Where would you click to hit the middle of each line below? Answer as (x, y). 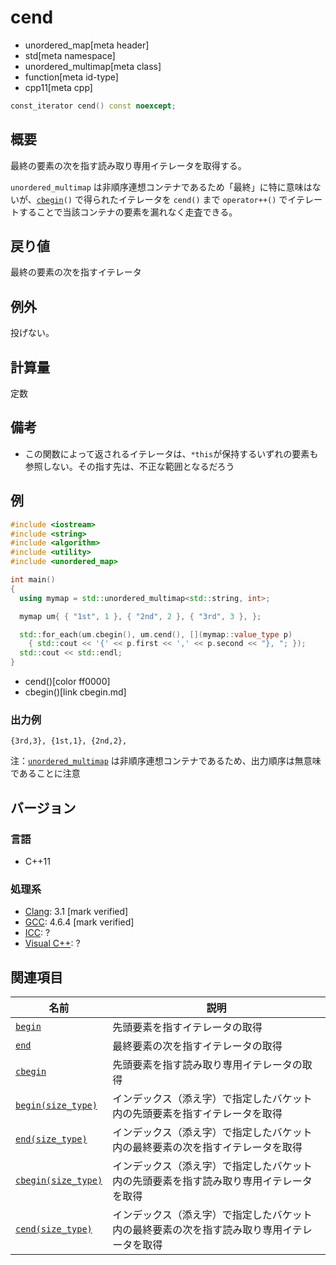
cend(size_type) (54, 1229)
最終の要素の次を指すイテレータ (76, 272)
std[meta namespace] (70, 55)
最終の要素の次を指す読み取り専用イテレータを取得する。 (128, 165)
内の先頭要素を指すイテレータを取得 (197, 1114)
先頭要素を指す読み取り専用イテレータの (207, 1065)
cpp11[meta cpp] (58, 87)
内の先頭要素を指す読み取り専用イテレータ (212, 1181)
